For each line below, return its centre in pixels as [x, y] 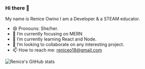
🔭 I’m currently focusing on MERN [47, 34]
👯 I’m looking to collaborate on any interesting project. [68, 44]
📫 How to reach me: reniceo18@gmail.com [57, 50]
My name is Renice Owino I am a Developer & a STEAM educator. [73, 19]
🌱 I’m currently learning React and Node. [54, 39]
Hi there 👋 [18, 8]
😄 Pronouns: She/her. [35, 28]
